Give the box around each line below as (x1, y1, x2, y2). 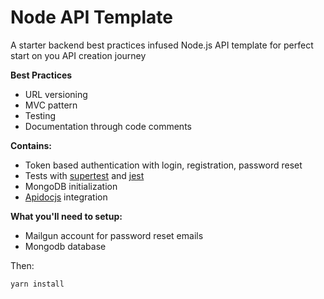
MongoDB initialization (24, 180, 118, 192)
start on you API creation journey (10, 49, 147, 61)
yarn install (10, 279, 65, 289)
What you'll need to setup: (10, 210, 123, 222)
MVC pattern (24, 99, 78, 111)
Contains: (10, 139, 53, 151)
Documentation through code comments (24, 120, 192, 132)
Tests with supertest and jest (24, 169, 145, 181)
